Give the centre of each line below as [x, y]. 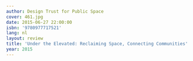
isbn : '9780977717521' [34, 28]
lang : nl [17, 33]
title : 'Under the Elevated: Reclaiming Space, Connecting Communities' [97, 44]
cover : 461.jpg [25, 17]
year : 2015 [19, 49]
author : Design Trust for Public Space [55, 11]
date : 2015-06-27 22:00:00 [39, 22]
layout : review [25, 38]
